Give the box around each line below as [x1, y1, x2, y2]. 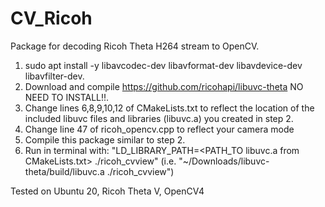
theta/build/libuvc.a [24, 165, 105, 177]
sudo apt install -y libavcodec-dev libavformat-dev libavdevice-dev [24, 59, 303, 71]
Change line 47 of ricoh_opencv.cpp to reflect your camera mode [24, 123, 295, 135]
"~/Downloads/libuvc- [178, 155, 270, 167]
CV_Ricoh [10, 7, 93, 30]
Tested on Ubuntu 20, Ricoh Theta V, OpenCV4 [10, 185, 205, 197]
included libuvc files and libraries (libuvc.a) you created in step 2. [24, 112, 294, 124]
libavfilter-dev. [24, 70, 85, 82]
